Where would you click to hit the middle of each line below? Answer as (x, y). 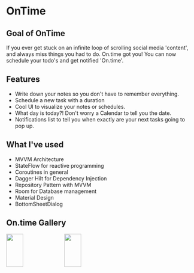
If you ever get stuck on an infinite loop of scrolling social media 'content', (97, 48)
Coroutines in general (42, 172)
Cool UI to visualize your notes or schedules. (70, 106)
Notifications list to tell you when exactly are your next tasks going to (100, 119)
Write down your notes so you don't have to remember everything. (97, 94)
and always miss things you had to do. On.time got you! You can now (91, 54)
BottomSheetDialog (39, 204)
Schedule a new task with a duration (60, 100)
